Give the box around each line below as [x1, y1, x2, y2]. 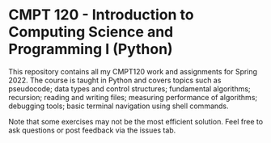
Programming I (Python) [8, 40, 173, 58]
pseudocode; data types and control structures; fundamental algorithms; [8, 83, 251, 94]
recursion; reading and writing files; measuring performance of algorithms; [8, 92, 257, 102]
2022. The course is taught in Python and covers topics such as [8, 75, 222, 85]
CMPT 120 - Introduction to [8, 6, 194, 24]
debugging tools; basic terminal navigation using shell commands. [8, 101, 229, 111]
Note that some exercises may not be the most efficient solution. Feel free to [8, 116, 264, 126]
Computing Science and [8, 23, 174, 41]
